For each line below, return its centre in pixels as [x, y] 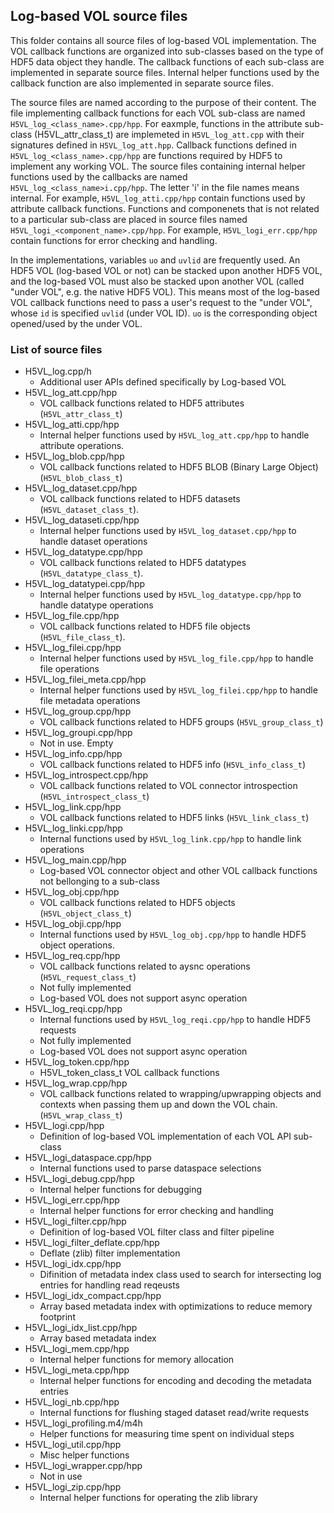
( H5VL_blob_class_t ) [81, 478]
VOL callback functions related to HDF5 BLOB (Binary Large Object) [179, 467]
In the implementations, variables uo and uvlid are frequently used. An [155, 260]
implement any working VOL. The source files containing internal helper [158, 166]
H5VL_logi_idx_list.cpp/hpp [81, 1328]
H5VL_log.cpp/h [58, 371]
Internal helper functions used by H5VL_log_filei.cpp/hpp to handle [178, 690]
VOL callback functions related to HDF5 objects [137, 903]
